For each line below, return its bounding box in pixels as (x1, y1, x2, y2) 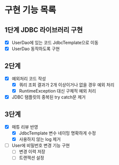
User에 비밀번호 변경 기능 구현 (11, 142, 70, 148)
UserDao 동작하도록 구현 (11, 46, 60, 52)
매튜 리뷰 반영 (11, 124, 38, 130)
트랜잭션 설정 (19, 155, 45, 161)
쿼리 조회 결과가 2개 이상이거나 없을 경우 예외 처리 (19, 82, 115, 88)
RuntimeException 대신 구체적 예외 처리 (19, 88, 96, 94)
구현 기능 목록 (4, 4, 56, 16)
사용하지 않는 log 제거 (19, 136, 61, 142)
